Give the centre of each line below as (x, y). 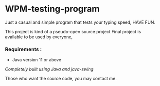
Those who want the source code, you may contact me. (61, 79)
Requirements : (24, 49)
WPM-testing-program (52, 9)
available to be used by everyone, (39, 37)
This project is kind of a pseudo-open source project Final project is (73, 31)
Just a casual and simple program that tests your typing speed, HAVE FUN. (80, 22)
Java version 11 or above (37, 60)
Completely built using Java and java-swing (49, 69)
